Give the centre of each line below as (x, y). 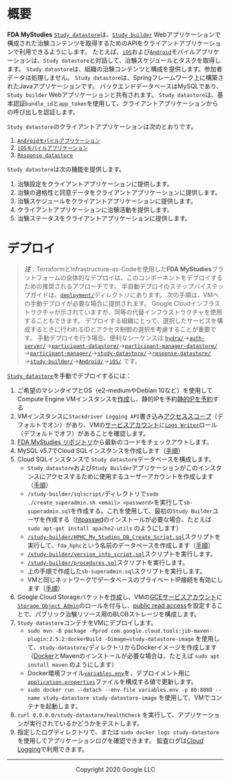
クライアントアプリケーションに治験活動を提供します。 (95, 209)
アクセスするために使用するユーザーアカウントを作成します (130, 476)
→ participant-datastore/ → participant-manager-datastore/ (132, 346)
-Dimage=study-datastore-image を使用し (162, 638)
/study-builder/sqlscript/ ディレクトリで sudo (93, 494)
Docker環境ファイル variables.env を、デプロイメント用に (109, 673)
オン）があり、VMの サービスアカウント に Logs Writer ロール (132, 425)
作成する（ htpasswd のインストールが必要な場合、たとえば (129, 519)
